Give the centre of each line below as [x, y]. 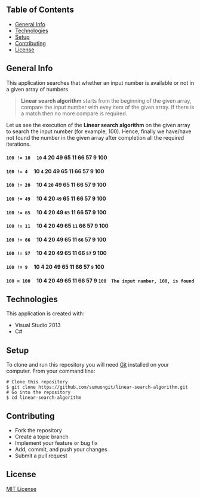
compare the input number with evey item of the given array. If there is [107, 107]
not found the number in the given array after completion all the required [95, 137]
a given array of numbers [37, 89]
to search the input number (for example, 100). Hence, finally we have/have [99, 131]
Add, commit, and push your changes [61, 449]
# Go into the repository [38, 393]
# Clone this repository [37, 382]
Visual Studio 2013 [38, 325]
